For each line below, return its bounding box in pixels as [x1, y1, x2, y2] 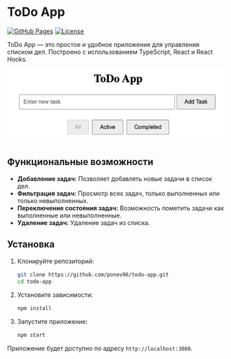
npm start [17, 332, 46, 339]
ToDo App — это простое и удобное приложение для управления [7, 40, 200, 48]
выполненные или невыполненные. [17, 211, 122, 220]
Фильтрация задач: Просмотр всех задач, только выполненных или [17, 189, 220, 197]
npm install [17, 305, 52, 312]
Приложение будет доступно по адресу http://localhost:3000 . [7, 345, 193, 353]
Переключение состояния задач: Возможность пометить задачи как [17, 204, 224, 212]
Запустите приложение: [17, 318, 88, 326]
